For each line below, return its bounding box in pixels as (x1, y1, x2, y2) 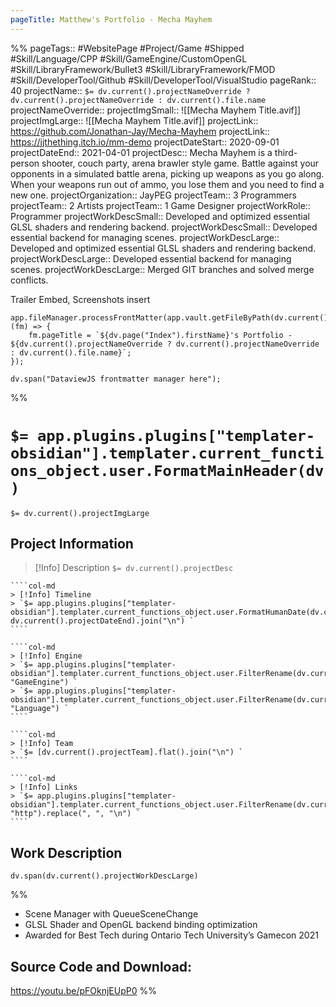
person (10, 157, 40, 169)
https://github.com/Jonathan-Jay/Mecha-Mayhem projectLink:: (10, 125, 270, 137)
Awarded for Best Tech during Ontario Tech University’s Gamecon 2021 (24, 929, 319, 941)
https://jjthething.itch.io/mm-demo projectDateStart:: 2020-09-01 (10, 136, 280, 148)
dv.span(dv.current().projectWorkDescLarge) (10, 871, 199, 881)
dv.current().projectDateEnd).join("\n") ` (10, 616, 195, 626)
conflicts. (10, 274, 49, 286)
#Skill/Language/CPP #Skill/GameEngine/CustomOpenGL (10, 52, 248, 65)
